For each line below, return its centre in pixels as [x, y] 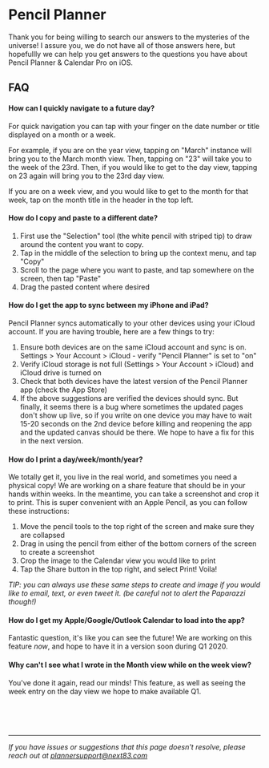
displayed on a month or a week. [62, 135]
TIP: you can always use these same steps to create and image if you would [134, 585]
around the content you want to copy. [82, 244]
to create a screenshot [57, 552]
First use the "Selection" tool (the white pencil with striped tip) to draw [136, 236]
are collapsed [42, 536]
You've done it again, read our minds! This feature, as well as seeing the [127, 682]
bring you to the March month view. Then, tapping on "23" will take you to [130, 159]
